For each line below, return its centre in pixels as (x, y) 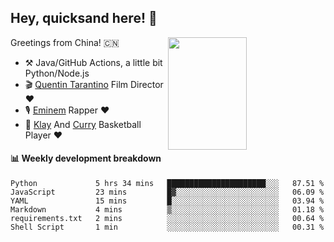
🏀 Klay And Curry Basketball (83, 124)
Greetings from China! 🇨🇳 (65, 42)
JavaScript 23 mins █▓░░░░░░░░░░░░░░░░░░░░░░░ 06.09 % (167, 192)
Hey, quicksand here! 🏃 (84, 18)
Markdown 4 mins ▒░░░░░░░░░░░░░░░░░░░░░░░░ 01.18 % (167, 210)
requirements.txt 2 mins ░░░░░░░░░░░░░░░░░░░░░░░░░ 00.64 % (167, 219)
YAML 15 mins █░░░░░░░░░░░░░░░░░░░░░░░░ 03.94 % (167, 201)
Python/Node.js (57, 73)
